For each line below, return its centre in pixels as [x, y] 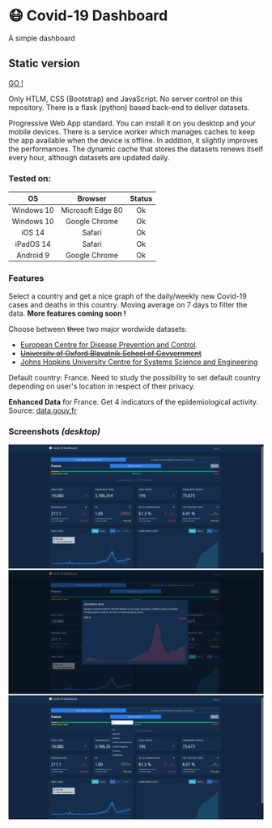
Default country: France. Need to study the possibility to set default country [134, 377]
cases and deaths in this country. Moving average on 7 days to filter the [128, 304]
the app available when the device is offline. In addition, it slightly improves [134, 140]
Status [141, 198]
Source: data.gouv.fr [42, 410]
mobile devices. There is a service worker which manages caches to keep [132, 131]
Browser [92, 198]
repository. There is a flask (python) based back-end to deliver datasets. [129, 107]
